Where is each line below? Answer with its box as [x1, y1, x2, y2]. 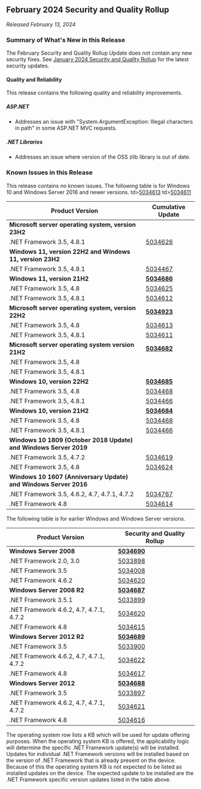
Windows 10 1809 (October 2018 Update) [9, 435, 133, 444]
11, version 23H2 [9, 255, 60, 263]
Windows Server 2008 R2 [9, 585, 85, 594]
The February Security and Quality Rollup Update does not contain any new [6, 49, 193, 56]
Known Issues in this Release [6, 168, 93, 177]
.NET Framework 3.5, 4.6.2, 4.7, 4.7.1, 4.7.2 [9, 489, 135, 498]
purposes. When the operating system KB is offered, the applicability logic [6, 737, 190, 745]
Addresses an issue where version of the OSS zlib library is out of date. [14, 153, 191, 161]
